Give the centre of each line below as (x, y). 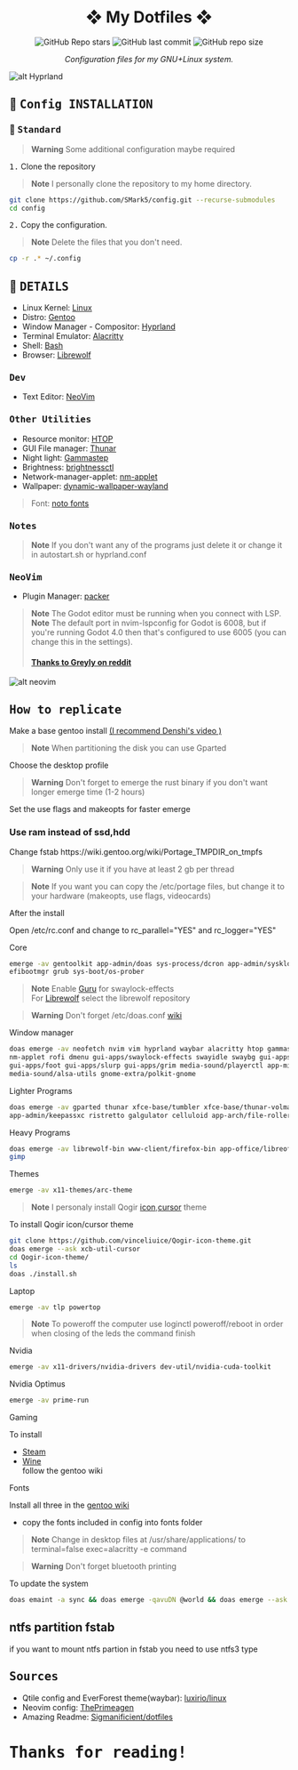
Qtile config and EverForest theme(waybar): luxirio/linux (124, 1698)
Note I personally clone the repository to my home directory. (141, 183)
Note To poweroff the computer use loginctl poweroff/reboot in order (157, 1324)
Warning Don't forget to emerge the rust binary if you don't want (149, 783)
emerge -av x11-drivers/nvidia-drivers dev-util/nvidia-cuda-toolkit (141, 1367)
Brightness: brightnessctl (68, 467)
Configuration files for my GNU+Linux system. (149, 59)
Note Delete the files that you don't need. (106, 242)
